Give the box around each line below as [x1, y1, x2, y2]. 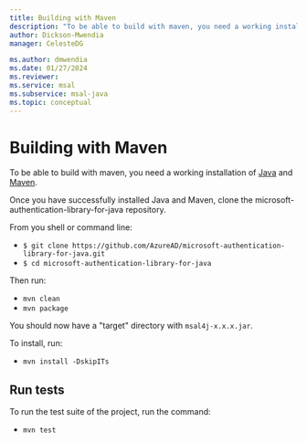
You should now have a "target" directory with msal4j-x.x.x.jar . [9, 321, 253, 331]
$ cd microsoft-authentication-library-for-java [22, 259, 212, 268]
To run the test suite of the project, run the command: [9, 406, 212, 417]
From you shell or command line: [9, 222, 132, 233]
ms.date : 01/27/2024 [9, 64, 89, 73]
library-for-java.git [22, 249, 105, 258]
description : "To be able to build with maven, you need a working [9, 22, 272, 31]
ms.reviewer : [9, 72, 59, 82]
